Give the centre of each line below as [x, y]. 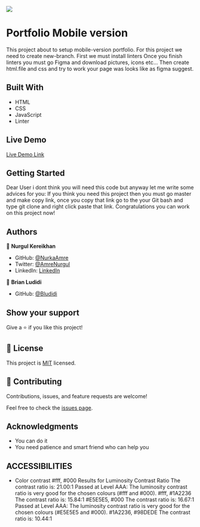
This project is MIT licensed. [41, 363]
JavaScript [28, 114]
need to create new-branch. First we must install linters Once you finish [94, 56]
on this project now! [31, 213]
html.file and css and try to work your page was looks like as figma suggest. [100, 68]
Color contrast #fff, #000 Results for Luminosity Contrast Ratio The [98, 481]
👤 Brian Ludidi [24, 282]
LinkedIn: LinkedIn [37, 271]
